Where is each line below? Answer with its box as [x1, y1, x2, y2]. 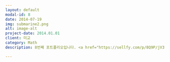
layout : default [5, 7, 39, 13]
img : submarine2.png [5, 21, 49, 27]
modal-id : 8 [5, 12, 30, 17]
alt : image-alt [5, 26, 37, 31]
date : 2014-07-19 [5, 17, 42, 22]
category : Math [5, 40, 37, 45]
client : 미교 [5, 36, 31, 41]
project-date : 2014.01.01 [5, 31, 60, 36]
